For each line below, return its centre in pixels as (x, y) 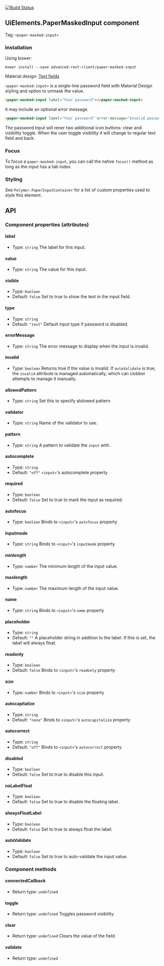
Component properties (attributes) (47, 225)
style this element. (24, 195)
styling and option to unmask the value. (45, 91)
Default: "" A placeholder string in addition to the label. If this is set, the (84, 638)
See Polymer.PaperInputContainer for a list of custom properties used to (78, 190)
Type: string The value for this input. (49, 269)
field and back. (20, 138)
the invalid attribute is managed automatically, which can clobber (79, 373)
